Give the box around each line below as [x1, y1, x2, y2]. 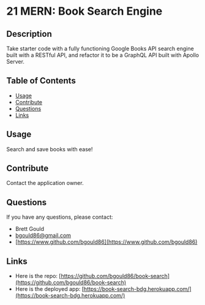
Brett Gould [15, 225, 45, 233]
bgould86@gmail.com [15, 232, 72, 239]
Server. [6, 58, 24, 65]
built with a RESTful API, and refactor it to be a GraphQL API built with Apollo [6, 51, 199, 59]
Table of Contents [6, 75, 76, 86]
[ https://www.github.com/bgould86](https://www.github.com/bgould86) [15, 238, 198, 246]
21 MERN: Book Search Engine [6, 4, 163, 18]
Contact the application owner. [6, 179, 84, 187]
